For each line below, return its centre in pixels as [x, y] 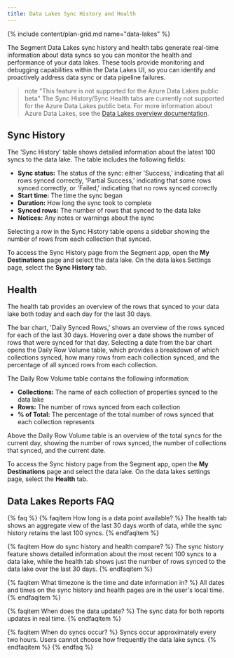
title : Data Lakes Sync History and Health [72, 14]
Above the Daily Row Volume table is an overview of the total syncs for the [115, 435]
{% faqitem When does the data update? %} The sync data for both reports [116, 611]
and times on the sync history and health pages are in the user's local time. [116, 590]
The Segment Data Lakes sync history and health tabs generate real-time [113, 47]
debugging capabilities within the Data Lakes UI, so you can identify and [111, 70]
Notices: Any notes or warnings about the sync [86, 218]
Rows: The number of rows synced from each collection [99, 407]
